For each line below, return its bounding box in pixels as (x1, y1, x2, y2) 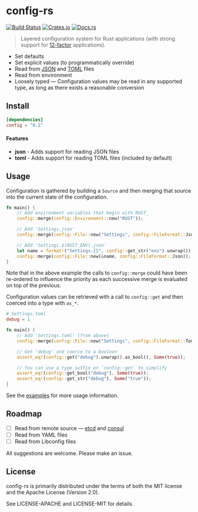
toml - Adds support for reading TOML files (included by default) (14, 154, 173, 161)
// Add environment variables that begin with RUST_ (16, 210, 149, 216)
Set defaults (14, 52, 44, 60)
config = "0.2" (6, 122, 44, 128)
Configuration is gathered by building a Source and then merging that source (6, 187, 192, 194)
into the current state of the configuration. (6, 193, 108, 200)
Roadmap (6, 409, 42, 419)
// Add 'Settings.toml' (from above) (16, 333, 110, 339)
